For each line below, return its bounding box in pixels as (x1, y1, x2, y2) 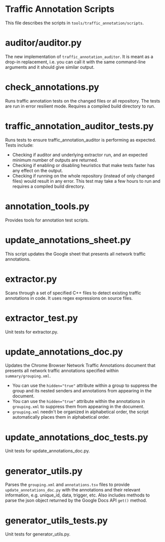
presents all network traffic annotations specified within (5, 368, 119, 374)
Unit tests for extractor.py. (5, 328, 58, 335)
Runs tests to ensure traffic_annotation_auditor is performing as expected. (5, 137, 157, 143)
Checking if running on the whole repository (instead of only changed (12, 172, 155, 179)
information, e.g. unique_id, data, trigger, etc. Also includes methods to (5, 492, 150, 498)
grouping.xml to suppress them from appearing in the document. (12, 404, 145, 410)
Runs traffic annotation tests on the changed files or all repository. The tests (5, 98, 160, 104)
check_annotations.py (5, 82, 100, 93)
